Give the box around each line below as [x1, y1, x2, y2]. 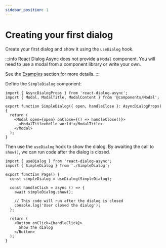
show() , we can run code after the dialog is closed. [5, 148, 110, 155]
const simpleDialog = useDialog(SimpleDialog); [10, 176, 112, 181]
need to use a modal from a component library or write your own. [5, 61, 141, 67]
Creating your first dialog [5, 29, 113, 40]
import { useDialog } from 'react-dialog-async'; [5, 159, 112, 164]
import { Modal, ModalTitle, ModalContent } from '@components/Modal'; [5, 94, 159, 100]
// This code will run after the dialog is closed [14, 198, 123, 204]
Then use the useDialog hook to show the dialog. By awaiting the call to [5, 143, 154, 150]
